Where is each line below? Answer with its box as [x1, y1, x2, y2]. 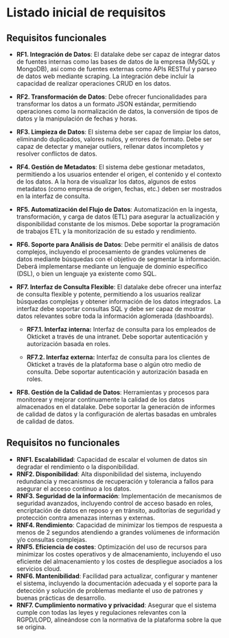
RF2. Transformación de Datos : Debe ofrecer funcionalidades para [16, 93, 207, 101]
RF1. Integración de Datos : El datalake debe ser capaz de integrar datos [16, 50, 221, 58]
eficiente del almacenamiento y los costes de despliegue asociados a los [16, 557, 223, 565]
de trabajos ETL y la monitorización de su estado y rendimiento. [16, 228, 197, 235]
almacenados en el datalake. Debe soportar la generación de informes [16, 403, 215, 410]
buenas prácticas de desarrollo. [16, 593, 107, 602]
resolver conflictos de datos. [16, 149, 97, 158]
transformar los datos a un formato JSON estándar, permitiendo [16, 100, 197, 108]
